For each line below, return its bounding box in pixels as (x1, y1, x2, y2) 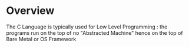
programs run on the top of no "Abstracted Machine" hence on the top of (6, 29, 184, 36)
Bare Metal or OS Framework (6, 35, 77, 42)
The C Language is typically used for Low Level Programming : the (6, 23, 168, 30)
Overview (6, 4, 55, 17)
